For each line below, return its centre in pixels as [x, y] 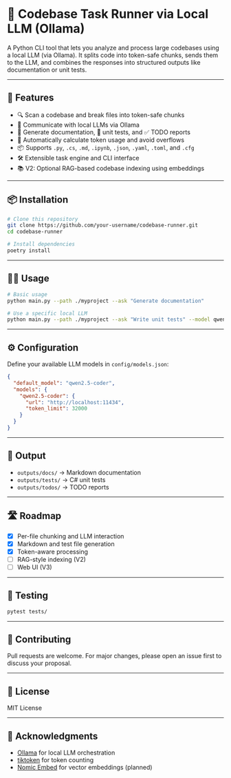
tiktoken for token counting [55, 760]
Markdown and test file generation [66, 544]
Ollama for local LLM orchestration [66, 753]
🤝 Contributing [39, 639]
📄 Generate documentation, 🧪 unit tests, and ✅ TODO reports [104, 132]
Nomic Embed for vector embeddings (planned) [85, 767]
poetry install [29, 251]
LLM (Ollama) [46, 29]
